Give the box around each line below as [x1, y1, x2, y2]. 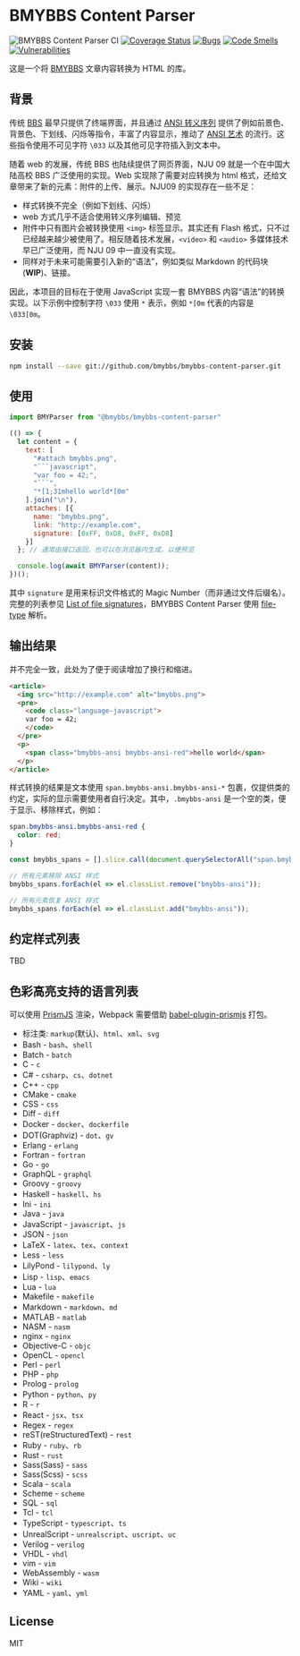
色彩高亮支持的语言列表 [9, 984, 138, 999]
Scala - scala [21, 1479, 71, 1490]
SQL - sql [21, 1498, 59, 1508]
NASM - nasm [21, 1321, 71, 1332]
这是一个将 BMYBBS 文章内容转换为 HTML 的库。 [9, 63, 191, 73]
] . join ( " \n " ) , [25, 496, 78, 505]
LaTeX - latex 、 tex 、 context [21, 1240, 129, 1251]
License [9, 1614, 54, 1629]
